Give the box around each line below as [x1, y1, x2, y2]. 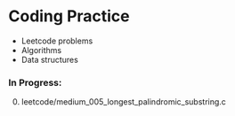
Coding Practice [8, 6, 130, 27]
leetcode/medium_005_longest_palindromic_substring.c [20, 97, 226, 107]
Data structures [20, 54, 79, 65]
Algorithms [20, 44, 62, 55]
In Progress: [8, 76, 62, 89]
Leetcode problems [20, 35, 93, 46]
